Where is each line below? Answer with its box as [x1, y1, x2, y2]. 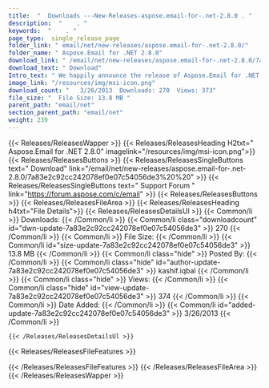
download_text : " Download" [8, 64, 102, 72]
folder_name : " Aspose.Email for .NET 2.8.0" [8, 49, 163, 57]
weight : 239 [8, 116, 48, 124]
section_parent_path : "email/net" [8, 109, 124, 117]
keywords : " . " [8, 26, 78, 34]
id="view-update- [90, 282, 150, 293]
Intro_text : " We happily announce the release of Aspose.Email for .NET [8, 71, 260, 79]
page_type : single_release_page [8, 34, 120, 42]
